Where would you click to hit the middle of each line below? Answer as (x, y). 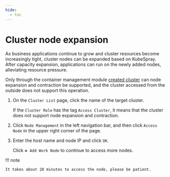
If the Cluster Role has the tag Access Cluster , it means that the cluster (88, 110)
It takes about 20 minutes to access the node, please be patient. (78, 170)
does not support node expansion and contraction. (66, 116)
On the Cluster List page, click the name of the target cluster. (78, 100)
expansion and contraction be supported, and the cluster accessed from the (85, 85)
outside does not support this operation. (47, 91)
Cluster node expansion (57, 40)
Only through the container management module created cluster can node (83, 80)
